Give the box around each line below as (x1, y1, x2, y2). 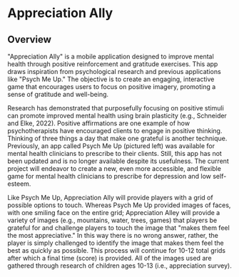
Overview (7, 33, 52, 46)
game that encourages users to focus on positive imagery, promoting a (7, 83, 216, 90)
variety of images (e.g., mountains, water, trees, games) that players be (7, 216, 218, 224)
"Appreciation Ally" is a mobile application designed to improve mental (7, 52, 214, 61)
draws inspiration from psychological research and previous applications (7, 68, 221, 75)
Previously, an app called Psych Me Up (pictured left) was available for (7, 142, 215, 150)
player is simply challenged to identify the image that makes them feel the (7, 239, 224, 247)
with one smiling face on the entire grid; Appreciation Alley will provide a (7, 209, 220, 216)
